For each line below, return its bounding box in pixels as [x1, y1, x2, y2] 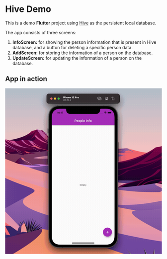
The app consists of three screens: [5, 29, 77, 35]
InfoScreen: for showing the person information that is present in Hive [12, 39, 157, 45]
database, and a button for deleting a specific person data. [12, 44, 133, 50]
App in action [5, 75, 47, 83]
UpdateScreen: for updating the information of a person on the [12, 55, 142, 61]
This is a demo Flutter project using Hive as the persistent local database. [5, 20, 157, 26]
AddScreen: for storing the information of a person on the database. [12, 50, 153, 56]
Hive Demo [5, 3, 51, 15]
